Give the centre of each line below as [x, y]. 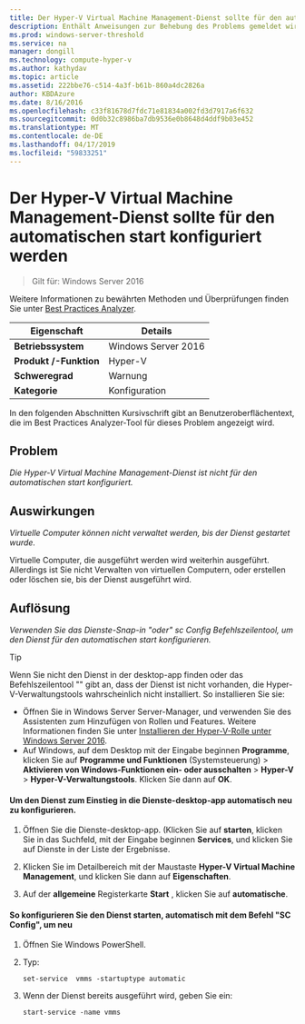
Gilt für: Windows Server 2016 [88, 281]
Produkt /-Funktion [57, 361]
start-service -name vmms [71, 1013]
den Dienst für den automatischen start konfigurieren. [110, 640]
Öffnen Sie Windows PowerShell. [84, 945]
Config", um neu [41, 924]
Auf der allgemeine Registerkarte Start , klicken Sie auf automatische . [155, 894]
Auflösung [40, 608]
